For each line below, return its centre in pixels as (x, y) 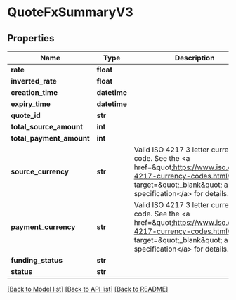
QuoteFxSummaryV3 (70, 12)
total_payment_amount (50, 138)
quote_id (26, 115)
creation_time (34, 92)
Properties (31, 38)
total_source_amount (47, 127)
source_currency (40, 171)
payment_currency (43, 227)
